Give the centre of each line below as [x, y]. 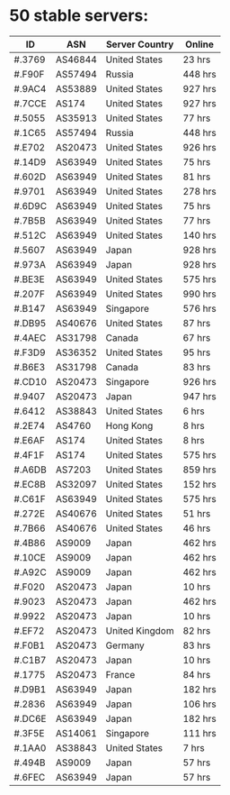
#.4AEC [30, 337]
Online [199, 44]
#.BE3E [29, 279]
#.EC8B [30, 484]
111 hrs [200, 733]
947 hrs [200, 396]
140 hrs [200, 235]
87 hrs [197, 323]
